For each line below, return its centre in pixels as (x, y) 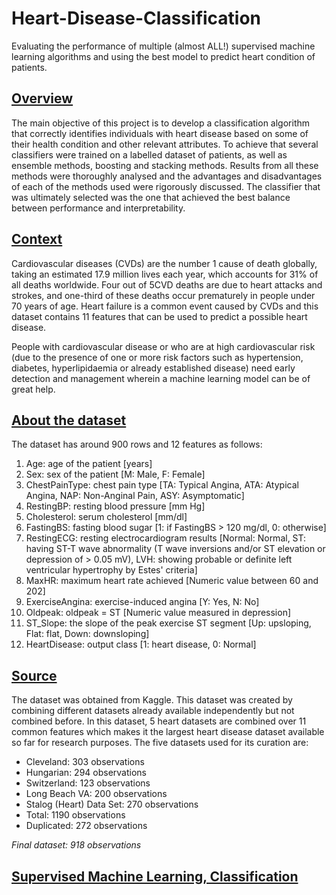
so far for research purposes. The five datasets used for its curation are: (160, 743)
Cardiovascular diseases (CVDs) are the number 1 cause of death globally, (164, 263)
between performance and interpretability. (98, 208)
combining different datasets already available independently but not (153, 711)
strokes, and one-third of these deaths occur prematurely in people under (163, 295)
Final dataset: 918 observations (76, 845)
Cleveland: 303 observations (85, 762)
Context (37, 239)
